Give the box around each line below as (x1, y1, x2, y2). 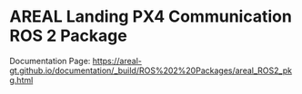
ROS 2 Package (9, 25, 127, 46)
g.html (9, 74, 34, 85)
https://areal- (92, 55, 143, 66)
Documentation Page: (9, 55, 91, 66)
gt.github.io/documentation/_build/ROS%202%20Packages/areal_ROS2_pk (9, 65, 293, 76)
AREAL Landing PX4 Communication (9, 6, 293, 27)
